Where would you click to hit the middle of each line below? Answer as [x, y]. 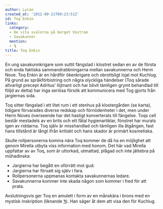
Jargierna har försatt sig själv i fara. [48, 170]
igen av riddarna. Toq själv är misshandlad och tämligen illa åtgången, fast [80, 125]
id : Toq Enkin [19, 19]
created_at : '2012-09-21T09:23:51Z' [42, 14]
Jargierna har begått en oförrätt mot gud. [53, 165]
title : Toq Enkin [23, 50]
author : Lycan [19, 10]
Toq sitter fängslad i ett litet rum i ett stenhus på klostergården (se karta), [78, 105]
